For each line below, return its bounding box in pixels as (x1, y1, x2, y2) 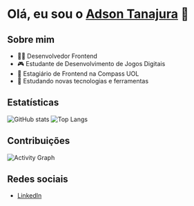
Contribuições (7, 135, 70, 147)
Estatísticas (7, 96, 59, 109)
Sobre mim (7, 34, 55, 45)
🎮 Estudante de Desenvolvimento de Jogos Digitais (17, 60, 166, 68)
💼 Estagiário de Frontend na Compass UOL (17, 70, 139, 78)
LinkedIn (17, 192, 42, 200)
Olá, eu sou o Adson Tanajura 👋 (7, 6, 189, 22)
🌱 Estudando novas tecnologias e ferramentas (17, 77, 149, 85)
